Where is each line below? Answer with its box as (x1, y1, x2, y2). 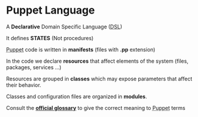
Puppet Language (6, 4, 95, 17)
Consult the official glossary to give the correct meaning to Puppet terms (6, 104, 186, 111)
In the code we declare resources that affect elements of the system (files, (6, 57, 189, 64)
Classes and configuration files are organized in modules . (6, 93, 147, 100)
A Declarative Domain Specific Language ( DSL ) (6, 23, 122, 30)
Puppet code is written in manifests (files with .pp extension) (6, 45, 155, 53)
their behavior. (6, 81, 41, 89)
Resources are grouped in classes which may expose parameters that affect (6, 75, 193, 82)
